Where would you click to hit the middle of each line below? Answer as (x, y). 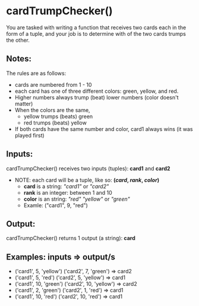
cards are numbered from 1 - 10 (53, 85)
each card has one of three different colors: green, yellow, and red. (97, 91)
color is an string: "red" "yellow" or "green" (77, 199)
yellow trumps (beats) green (58, 116)
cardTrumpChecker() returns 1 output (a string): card (71, 238)
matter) (24, 104)
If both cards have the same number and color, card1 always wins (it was (104, 129)
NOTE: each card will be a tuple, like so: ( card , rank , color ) (87, 180)
